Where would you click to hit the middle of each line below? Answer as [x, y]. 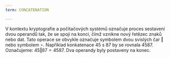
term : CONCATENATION [27, 10]
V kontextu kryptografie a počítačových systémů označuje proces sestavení [85, 29]
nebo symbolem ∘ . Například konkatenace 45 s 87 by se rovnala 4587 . [79, 45]
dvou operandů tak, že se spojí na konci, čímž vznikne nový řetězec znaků [83, 34]
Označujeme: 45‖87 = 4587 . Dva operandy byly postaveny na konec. [78, 50]
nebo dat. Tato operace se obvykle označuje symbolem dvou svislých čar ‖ [84, 39]
